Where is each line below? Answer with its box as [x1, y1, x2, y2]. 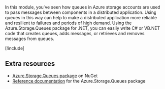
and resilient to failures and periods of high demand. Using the [5, 20, 132, 26]
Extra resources [5, 59, 55, 68]
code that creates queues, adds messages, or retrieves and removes [5, 31, 145, 36]
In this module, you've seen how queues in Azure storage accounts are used [5, 4, 161, 10]
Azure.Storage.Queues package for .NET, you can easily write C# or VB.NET [5, 25, 160, 31]
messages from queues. [5, 36, 54, 42]
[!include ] [5, 45, 25, 51]
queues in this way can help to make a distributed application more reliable [5, 15, 157, 20]
